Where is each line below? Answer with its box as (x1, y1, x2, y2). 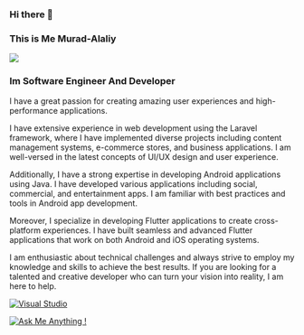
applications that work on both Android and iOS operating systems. (9, 234, 260, 245)
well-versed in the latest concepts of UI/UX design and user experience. (9, 151, 279, 162)
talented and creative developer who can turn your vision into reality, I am (9, 271, 284, 282)
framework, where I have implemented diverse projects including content (9, 132, 282, 143)
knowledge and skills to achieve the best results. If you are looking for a (9, 261, 277, 272)
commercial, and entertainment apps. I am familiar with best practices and (9, 188, 286, 199)
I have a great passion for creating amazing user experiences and (9, 95, 254, 107)
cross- (253, 215, 279, 226)
